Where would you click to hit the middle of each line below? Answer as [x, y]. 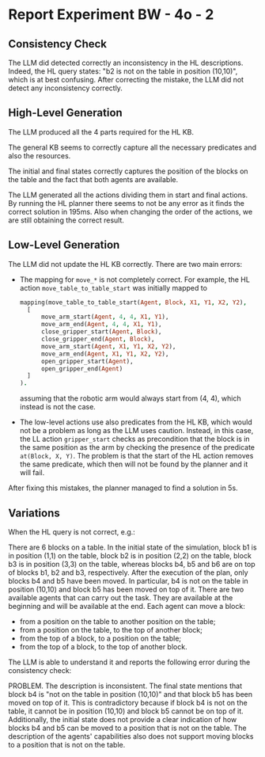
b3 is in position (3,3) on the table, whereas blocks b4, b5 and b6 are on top [132, 564]
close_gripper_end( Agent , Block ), [98, 339]
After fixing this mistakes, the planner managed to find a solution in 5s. [123, 488]
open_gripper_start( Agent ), [87, 361]
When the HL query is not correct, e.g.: [72, 531]
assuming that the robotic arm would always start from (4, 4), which [130, 398]
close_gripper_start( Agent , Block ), [101, 332]
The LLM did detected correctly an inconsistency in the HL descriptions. [126, 63]
